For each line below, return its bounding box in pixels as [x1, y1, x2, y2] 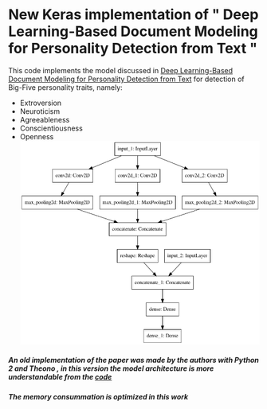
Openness [19, 131, 54, 141]
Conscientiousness [19, 123, 84, 133]
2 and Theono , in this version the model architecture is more [8, 364, 214, 373]
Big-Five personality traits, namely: [8, 82, 124, 92]
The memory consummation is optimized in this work [8, 391, 189, 401]
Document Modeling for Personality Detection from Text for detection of [8, 74, 245, 84]
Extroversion [19, 98, 62, 107]
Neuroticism [19, 106, 61, 116]
